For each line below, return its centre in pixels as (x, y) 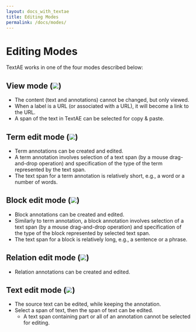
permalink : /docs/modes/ (36, 22)
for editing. (36, 323)
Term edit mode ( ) (42, 137)
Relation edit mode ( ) (48, 258)
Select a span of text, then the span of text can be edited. (84, 310)
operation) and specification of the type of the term (101, 163)
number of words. (36, 182)
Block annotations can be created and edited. (69, 215)
